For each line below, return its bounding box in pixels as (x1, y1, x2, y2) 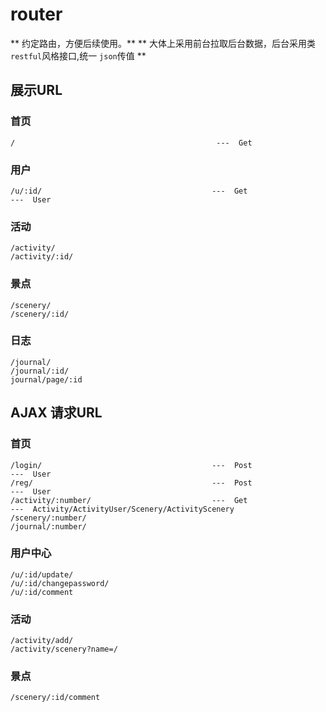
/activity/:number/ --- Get (10, 495, 248, 505)
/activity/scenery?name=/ (10, 644, 118, 655)
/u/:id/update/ (10, 569, 74, 580)
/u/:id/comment (10, 587, 74, 597)
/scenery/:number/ (10, 513, 87, 523)
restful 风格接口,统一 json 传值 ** (10, 49, 147, 62)
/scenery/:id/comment (10, 693, 101, 703)
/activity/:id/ (10, 252, 74, 262)
